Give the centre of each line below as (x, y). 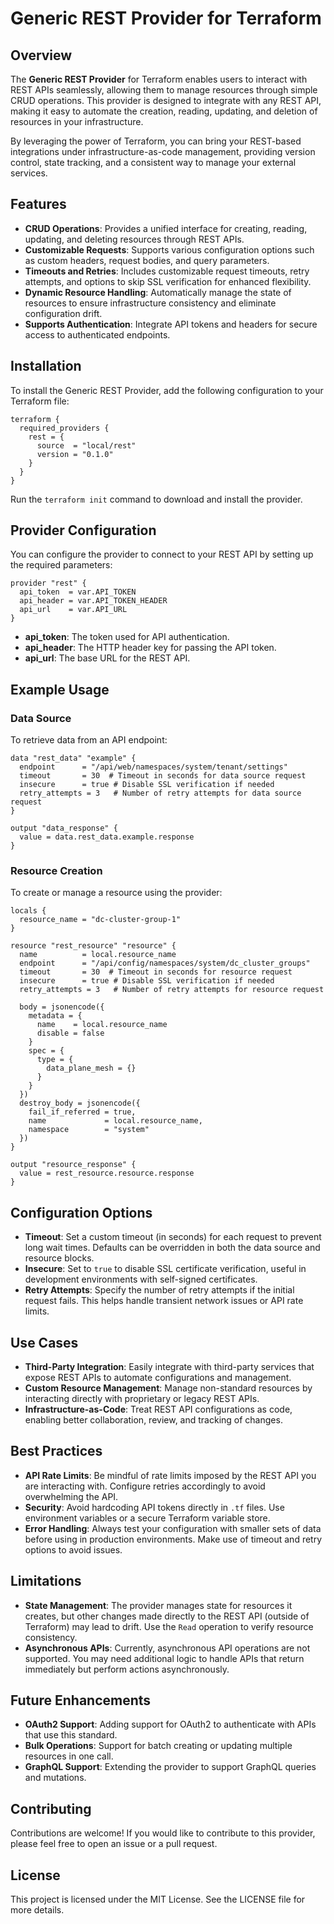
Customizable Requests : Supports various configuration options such (169, 249)
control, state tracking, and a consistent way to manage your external (153, 162)
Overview (41, 55)
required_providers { (64, 428)
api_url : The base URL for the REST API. (107, 658)
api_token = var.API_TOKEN (78, 592)
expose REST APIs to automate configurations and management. (158, 1378)
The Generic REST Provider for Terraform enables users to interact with (159, 79)
